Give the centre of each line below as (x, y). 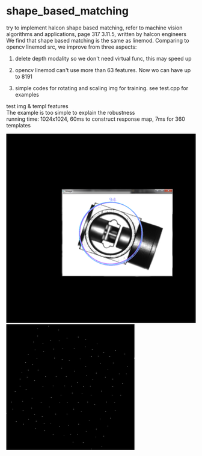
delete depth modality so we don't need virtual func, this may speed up (103, 58)
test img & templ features (37, 106)
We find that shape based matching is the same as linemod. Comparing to (98, 40)
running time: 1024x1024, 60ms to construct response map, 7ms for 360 (96, 119)
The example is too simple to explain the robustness (71, 112)
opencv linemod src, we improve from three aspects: (72, 47)
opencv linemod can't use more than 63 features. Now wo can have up (103, 70)
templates (19, 125)
